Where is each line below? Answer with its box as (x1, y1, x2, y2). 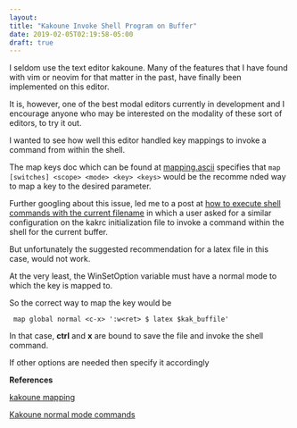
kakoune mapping (9, 392, 76, 403)
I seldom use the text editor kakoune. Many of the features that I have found (9, 63, 288, 73)
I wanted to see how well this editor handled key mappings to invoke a (9, 135, 267, 146)
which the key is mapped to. (9, 281, 113, 291)
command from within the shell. (9, 145, 126, 155)
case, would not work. (9, 254, 91, 264)
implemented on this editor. (9, 81, 110, 92)
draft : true (9, 38, 54, 47)
